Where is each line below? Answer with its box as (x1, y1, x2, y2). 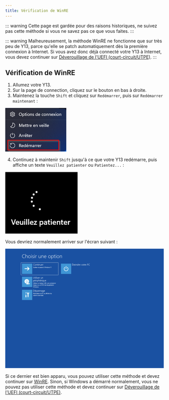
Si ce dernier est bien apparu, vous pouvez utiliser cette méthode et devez (5, 373, 160, 379)
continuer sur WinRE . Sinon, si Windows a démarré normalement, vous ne (5, 379, 158, 385)
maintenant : (12, 98, 38, 104)
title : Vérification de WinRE (5, 8, 69, 13)
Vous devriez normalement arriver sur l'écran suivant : (5, 239, 118, 245)
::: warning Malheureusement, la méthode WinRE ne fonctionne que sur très (5, 38, 162, 44)
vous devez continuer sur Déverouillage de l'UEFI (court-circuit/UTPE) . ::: (5, 54, 157, 60)
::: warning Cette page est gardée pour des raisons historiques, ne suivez (5, 23, 157, 29)
